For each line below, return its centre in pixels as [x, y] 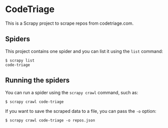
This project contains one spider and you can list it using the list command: [84, 51]
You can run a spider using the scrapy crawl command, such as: [72, 92]
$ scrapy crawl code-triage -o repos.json [50, 120]
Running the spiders [38, 80]
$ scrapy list [20, 60]
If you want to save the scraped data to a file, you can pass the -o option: [81, 111]
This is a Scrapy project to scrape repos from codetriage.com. [69, 23]
